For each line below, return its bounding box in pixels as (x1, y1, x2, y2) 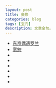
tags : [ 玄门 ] (5, 21, 31, 26)
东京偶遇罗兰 (12, 40, 39, 46)
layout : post (5, 7, 32, 12)
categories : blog (5, 16, 41, 21)
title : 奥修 (5, 12, 28, 17)
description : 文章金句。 (5, 26, 53, 31)
